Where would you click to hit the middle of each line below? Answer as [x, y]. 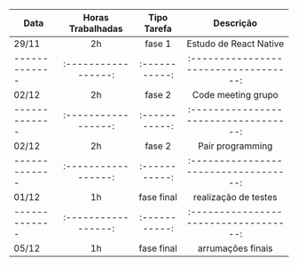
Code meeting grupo [235, 95]
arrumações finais [235, 248]
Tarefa [158, 28]
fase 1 [158, 44]
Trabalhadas [96, 28]
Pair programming [235, 146]
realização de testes [235, 197]
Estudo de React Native [235, 44]
